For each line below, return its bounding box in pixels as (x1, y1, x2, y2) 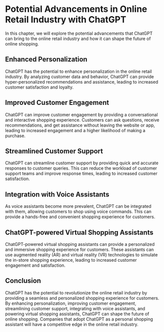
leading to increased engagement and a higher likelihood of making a (5, 127, 146, 133)
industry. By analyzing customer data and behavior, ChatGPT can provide (5, 73, 154, 80)
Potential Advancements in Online (5, 3, 148, 15)
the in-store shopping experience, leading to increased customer (5, 257, 137, 263)
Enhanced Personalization (5, 55, 88, 64)
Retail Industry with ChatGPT (5, 14, 127, 25)
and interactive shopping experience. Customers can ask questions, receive (5, 117, 160, 123)
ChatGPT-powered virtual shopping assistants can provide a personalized (5, 241, 155, 247)
